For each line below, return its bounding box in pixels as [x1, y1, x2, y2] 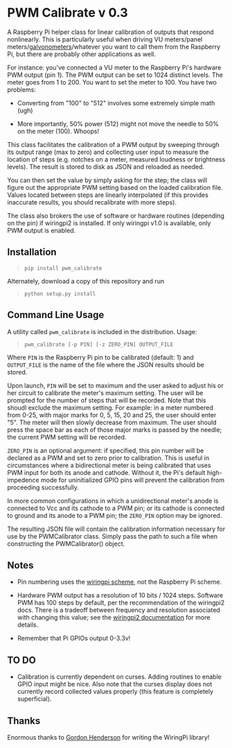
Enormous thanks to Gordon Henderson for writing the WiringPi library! [7, 733, 210, 741]
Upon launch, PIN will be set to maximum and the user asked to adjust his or [7, 381, 224, 390]
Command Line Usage [7, 309, 105, 321]
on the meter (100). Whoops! [17, 127, 99, 135]
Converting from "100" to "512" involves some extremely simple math [17, 98, 215, 107]
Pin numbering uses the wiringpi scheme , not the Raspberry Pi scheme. [17, 577, 222, 586]
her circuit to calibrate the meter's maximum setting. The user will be [7, 388, 204, 397]
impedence [7, 476, 39, 484]
